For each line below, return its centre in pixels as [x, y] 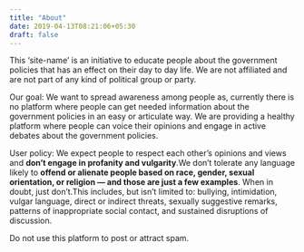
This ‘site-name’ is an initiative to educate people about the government [143, 61]
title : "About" [38, 18]
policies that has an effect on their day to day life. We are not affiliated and [148, 70]
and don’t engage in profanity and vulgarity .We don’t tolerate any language [152, 163]
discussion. [31, 221]
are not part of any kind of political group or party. [103, 80]
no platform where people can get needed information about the [129, 107]
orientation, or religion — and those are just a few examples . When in [142, 182]
